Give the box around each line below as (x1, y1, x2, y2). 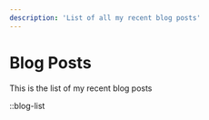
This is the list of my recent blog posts (9, 83, 153, 94)
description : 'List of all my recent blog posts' (9, 13, 202, 23)
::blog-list (9, 100, 45, 111)
